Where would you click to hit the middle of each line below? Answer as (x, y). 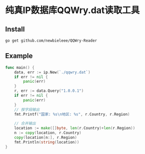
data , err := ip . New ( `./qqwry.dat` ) (52, 72)
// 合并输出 (25, 123)
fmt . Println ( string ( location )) (47, 142)
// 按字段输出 (27, 109)
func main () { (20, 67)
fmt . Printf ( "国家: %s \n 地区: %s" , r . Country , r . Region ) (72, 114)
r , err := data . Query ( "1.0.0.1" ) (49, 91)
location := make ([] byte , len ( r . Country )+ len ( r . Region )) (75, 128)
